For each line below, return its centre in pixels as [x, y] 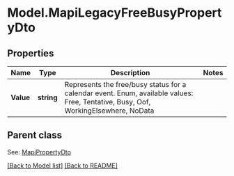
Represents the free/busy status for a [125, 85]
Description [130, 73]
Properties [31, 53]
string [47, 97]
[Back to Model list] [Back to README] [63, 166]
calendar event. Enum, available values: [129, 93]
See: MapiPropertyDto [39, 152]
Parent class [35, 135]
